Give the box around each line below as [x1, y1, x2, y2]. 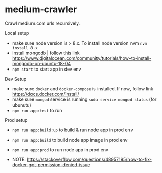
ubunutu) [12, 101, 31, 108]
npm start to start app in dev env [12, 66, 81, 72]
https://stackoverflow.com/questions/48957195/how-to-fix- [27, 156, 152, 162]
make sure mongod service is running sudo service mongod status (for [12, 96, 157, 102]
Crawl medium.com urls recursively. [5, 20, 80, 26]
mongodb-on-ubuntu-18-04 [12, 60, 71, 66]
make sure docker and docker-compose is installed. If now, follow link [12, 85, 153, 92]
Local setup [5, 30, 29, 36]
